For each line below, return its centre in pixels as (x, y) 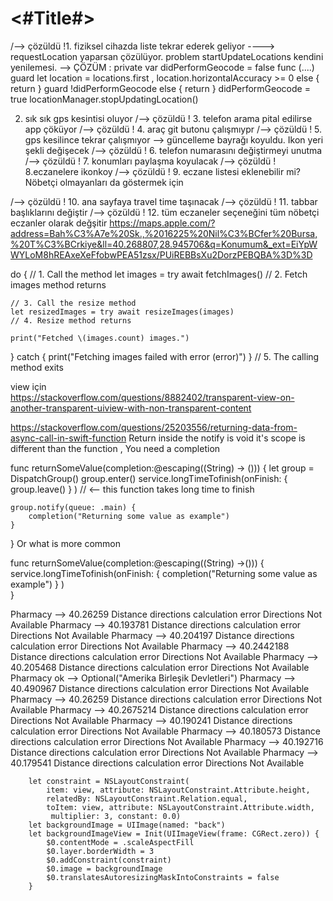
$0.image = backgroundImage (104, 868)
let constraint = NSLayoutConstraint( (109, 781)
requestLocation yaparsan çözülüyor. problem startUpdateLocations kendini (167, 56)
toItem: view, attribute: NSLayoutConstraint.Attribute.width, (180, 807)
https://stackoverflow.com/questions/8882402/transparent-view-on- (152, 397)
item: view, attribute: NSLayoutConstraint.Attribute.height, (178, 790)
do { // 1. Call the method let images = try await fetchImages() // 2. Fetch (159, 274)
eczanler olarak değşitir (59, 223)
